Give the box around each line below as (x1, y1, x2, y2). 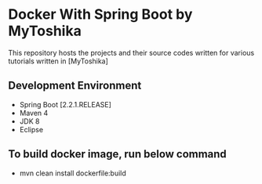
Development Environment (8, 79, 142, 92)
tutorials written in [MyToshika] (8, 56, 108, 66)
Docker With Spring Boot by (8, 5, 193, 23)
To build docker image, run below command (8, 147, 227, 161)
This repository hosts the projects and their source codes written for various (8, 48, 255, 57)
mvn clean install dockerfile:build (19, 168, 127, 178)
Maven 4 (19, 108, 49, 117)
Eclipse (19, 124, 44, 134)
